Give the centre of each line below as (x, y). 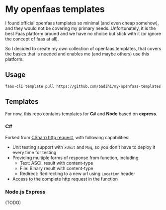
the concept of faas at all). (32, 39)
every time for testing (34, 152)
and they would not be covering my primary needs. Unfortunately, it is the (81, 28)
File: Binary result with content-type (56, 168)
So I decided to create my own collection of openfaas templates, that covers (83, 48)
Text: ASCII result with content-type (56, 163)
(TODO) (13, 203)
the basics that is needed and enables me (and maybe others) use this (77, 54)
